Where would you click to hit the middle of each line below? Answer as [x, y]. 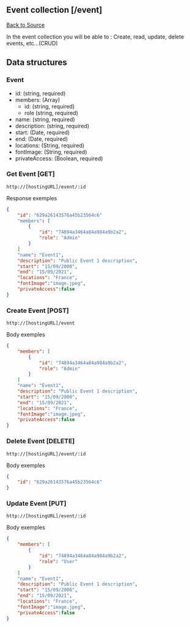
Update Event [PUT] [36, 503]
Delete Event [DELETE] [41, 441]
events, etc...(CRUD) [32, 43]
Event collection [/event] [54, 10]
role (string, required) [51, 113]
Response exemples [32, 198]
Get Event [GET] [31, 174]
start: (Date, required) [42, 132]
